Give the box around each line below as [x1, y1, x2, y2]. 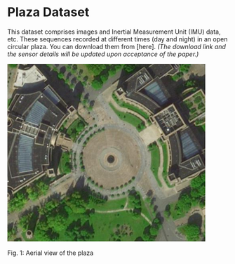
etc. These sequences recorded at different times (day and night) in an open [7, 34, 228, 43]
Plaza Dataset [7, 4, 90, 20]
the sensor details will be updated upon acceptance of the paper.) [7, 50, 199, 58]
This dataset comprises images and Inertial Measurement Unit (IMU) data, [7, 27, 221, 36]
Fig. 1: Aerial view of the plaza [7, 249, 94, 257]
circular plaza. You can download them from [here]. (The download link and [7, 42, 227, 51]
